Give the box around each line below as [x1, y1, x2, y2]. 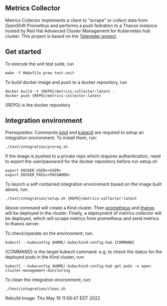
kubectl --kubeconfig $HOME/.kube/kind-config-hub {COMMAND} [5, 240, 135, 245]
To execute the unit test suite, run [5, 61, 74, 67]
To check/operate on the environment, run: [5, 230, 94, 236]
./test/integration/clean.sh [5, 287, 66, 292]
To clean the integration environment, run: [5, 277, 91, 283]
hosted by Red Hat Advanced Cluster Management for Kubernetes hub [5, 27, 151, 34]
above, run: [5, 186, 29, 192]
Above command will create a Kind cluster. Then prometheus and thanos [5, 205, 155, 211]
